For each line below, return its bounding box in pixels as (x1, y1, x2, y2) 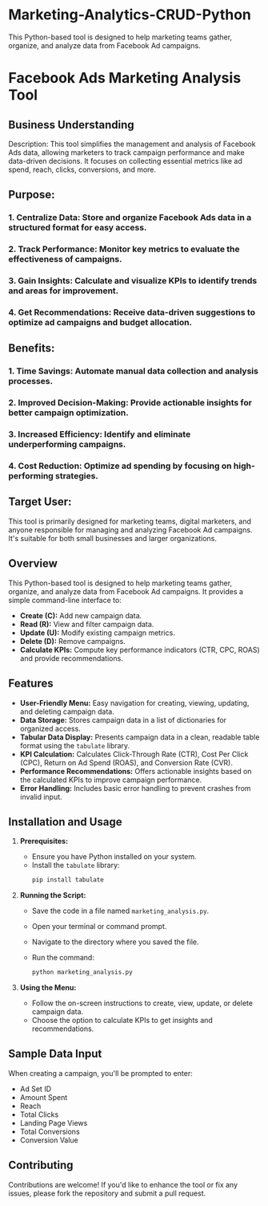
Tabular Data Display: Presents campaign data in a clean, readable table (19, 732, 260, 742)
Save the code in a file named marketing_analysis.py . (31, 906, 210, 916)
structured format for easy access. (8, 222, 147, 234)
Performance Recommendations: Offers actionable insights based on (19, 766, 252, 776)
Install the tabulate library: (31, 861, 120, 870)
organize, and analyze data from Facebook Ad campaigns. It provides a (8, 586, 244, 596)
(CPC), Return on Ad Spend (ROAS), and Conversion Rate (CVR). (19, 757, 234, 768)
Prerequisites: (19, 837, 69, 846)
